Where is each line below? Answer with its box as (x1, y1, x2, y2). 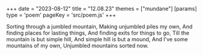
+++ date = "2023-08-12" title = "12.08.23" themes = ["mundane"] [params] (6, 5, 197, 12)
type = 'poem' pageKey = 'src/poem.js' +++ (6, 11, 116, 19)
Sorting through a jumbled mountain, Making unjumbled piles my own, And (6, 23, 193, 30)
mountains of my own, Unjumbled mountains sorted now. (6, 42, 149, 49)
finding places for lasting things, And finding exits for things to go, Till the (6, 29, 190, 36)
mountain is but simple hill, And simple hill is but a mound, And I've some (6, 36, 188, 42)
